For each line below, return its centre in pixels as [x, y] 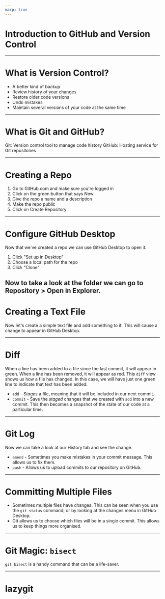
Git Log [20, 434]
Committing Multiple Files [59, 492]
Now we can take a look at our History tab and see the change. [69, 447]
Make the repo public [34, 204]
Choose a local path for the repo [45, 262]
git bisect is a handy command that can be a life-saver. [62, 564]
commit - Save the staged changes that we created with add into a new [83, 399]
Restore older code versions [41, 97]
